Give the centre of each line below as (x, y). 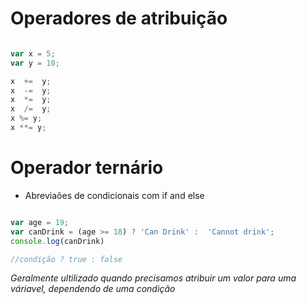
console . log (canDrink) (57, 241)
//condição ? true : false (66, 259)
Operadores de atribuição (119, 18)
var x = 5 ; (33, 53)
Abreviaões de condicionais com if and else (114, 195)
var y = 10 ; (35, 63)
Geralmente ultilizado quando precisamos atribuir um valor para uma (153, 278)
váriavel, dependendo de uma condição (93, 289)
